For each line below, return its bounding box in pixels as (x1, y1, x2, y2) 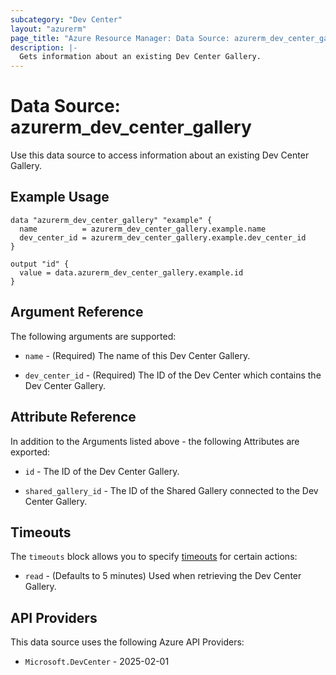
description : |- (10, 42, 78, 53)
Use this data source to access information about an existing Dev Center (10, 149, 310, 161)
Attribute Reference (10, 409, 137, 426)
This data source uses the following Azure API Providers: (10, 636, 245, 648)
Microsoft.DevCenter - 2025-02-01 (24, 656, 170, 668)
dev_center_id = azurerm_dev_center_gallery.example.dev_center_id (19, 232, 307, 243)
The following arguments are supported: (10, 330, 177, 342)
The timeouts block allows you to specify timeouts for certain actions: (10, 551, 298, 563)
